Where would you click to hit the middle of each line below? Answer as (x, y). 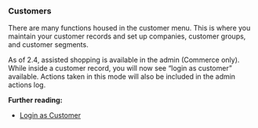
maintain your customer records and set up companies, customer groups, (127, 36)
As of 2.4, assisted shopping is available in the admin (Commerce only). (124, 60)
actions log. (27, 85)
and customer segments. (48, 45)
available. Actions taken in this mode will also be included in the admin (122, 77)
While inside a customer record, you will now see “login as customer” (120, 68)
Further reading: (35, 101)
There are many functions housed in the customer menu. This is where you (129, 28)
